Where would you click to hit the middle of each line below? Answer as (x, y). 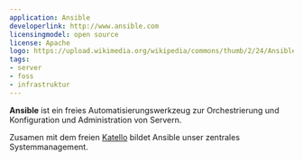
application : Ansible (50, 18)
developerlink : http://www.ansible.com (84, 26)
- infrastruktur (40, 85)
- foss (22, 76)
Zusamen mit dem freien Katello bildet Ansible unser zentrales (125, 137)
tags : (19, 59)
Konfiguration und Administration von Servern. (96, 120)
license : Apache (40, 43)
